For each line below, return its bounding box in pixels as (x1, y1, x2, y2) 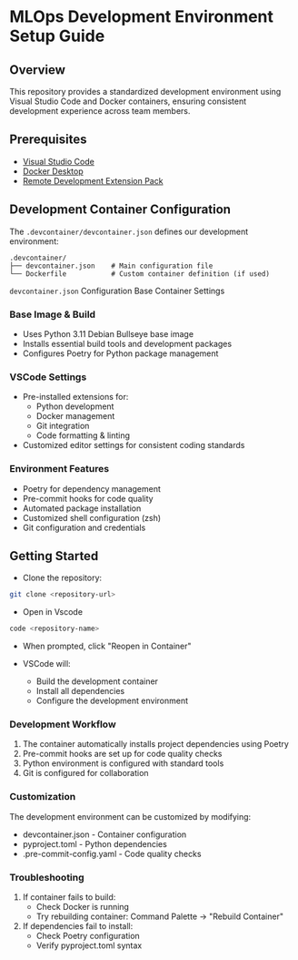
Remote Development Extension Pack (22, 175, 164, 186)
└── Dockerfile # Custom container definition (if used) (9, 269, 271, 279)
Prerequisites (9, 132, 87, 148)
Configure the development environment (35, 695, 189, 707)
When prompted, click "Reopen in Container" (22, 640, 193, 652)
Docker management (35, 411, 115, 422)
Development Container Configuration (9, 202, 232, 218)
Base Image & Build (9, 308, 96, 321)
